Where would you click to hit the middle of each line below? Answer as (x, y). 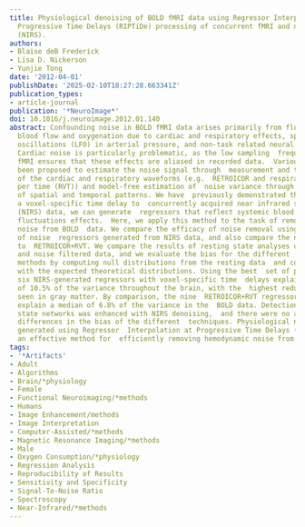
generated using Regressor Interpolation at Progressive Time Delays (154, 331)
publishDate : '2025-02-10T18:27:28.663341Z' (95, 85)
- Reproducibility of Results (67, 474)
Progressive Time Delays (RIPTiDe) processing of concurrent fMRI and (154, 26)
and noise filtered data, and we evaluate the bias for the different (154, 254)
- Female (26, 390)
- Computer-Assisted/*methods (67, 432)
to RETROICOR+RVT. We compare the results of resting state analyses (154, 246)
